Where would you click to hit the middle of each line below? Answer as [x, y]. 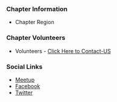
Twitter [24, 92]
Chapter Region [35, 22]
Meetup [25, 80]
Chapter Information [37, 9]
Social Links [25, 66]
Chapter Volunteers [36, 38]
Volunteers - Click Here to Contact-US [63, 51]
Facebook [28, 86]
